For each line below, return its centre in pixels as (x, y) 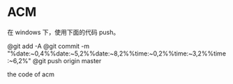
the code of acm (31, 74)
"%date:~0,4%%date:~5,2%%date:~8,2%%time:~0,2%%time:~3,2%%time (117, 53)
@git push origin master (67, 60)
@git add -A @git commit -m (48, 46)
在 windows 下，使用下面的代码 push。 (63, 32)
